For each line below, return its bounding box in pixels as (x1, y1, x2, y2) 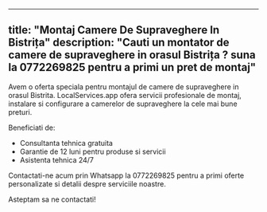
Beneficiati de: (8, 123, 56, 132)
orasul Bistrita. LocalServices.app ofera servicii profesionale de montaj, (8, 90, 242, 100)
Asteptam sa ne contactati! (8, 194, 97, 204)
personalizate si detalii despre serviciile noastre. (8, 179, 167, 188)
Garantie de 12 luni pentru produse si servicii (19, 147, 166, 156)
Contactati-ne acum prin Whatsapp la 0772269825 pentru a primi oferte (8, 171, 245, 180)
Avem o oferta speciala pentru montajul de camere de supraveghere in (8, 81, 239, 92)
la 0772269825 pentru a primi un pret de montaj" (8, 61, 257, 74)
